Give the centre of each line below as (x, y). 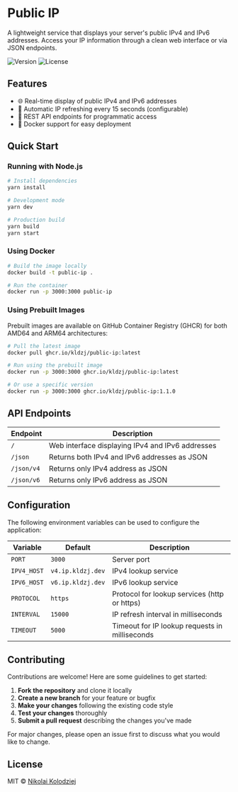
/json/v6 (25, 480)
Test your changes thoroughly (62, 713)
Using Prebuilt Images (46, 310)
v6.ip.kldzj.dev (78, 582)
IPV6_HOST (27, 582)
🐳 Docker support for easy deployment (74, 124)
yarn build (23, 226)
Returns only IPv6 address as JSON (108, 480)
